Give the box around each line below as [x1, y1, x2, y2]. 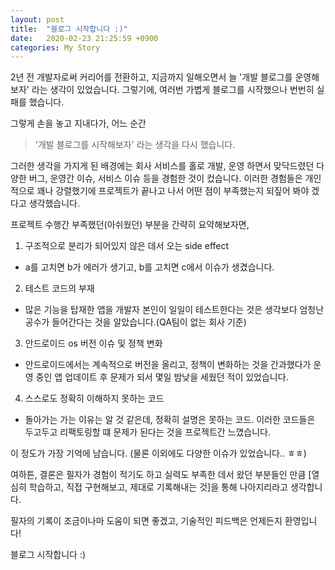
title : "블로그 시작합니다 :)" [10, 24, 128, 34]
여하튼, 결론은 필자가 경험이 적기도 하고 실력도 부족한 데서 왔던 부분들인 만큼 [10, 469, 307, 481]
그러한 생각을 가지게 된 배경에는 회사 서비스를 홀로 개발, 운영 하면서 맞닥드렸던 [10, 160, 315, 172]
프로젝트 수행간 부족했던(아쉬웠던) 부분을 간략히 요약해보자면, [10, 219, 250, 231]
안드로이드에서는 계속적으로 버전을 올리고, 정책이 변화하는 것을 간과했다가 [24, 359, 312, 371]
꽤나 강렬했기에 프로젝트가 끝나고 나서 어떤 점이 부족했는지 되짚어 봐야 [36, 185, 310, 197]
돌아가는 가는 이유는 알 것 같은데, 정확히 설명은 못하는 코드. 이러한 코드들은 [24, 414, 316, 426]
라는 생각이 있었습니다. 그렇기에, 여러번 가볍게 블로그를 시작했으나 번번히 [31, 84, 315, 96]
